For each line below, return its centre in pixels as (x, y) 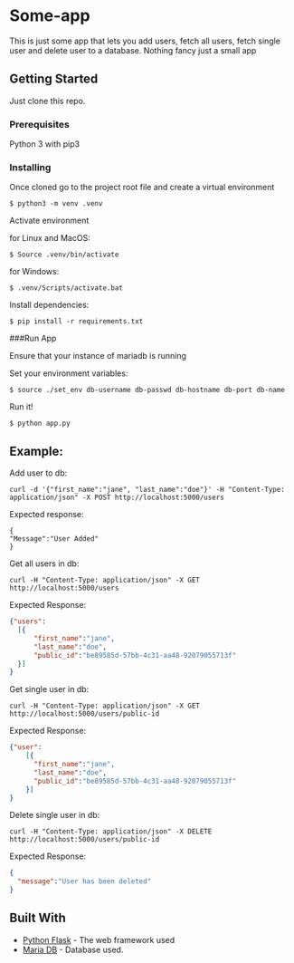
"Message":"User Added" (54, 539)
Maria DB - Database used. (73, 949)
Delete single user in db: (55, 815)
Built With (38, 918)
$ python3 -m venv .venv (56, 204)
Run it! (21, 407)
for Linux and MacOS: (50, 238)
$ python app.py (40, 424)
